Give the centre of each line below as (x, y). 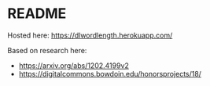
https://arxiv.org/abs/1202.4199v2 (74, 65)
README (37, 14)
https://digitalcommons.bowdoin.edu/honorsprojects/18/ (110, 73)
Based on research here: (47, 50)
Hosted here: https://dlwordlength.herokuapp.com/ (90, 35)
